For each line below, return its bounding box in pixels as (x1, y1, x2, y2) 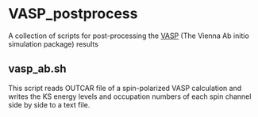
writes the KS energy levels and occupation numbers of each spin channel (8, 92, 252, 101)
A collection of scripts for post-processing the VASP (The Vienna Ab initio (8, 31, 250, 40)
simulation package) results (8, 39, 99, 48)
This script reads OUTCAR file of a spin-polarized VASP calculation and (8, 83, 242, 92)
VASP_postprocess (8, 5, 138, 23)
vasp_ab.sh (8, 62, 67, 76)
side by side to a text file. (8, 100, 90, 109)
